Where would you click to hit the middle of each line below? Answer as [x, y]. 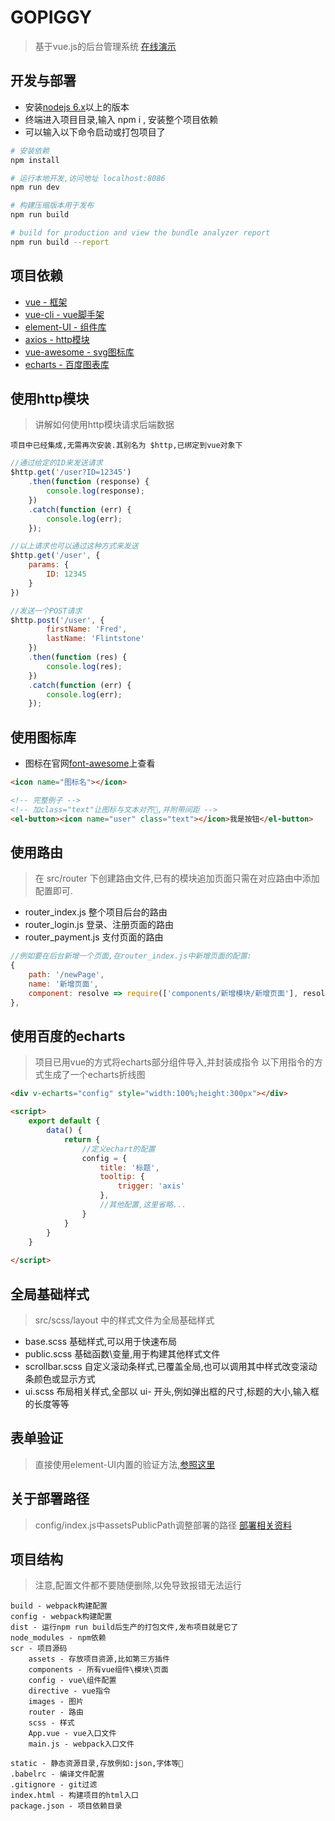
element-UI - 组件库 [65, 327]
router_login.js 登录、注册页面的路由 [99, 925]
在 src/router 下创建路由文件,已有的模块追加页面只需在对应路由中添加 [177, 878]
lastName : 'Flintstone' [95, 639]
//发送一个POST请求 [46, 611]
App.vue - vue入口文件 [72, 1734]
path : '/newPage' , [66, 975]
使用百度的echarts [68, 1036]
